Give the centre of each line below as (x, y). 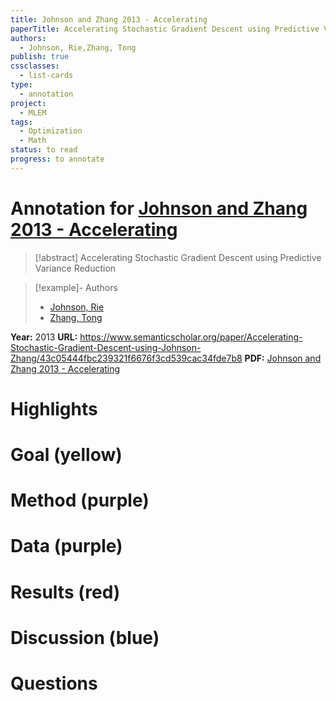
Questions (54, 683)
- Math (33, 141)
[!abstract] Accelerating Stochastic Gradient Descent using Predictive (178, 257)
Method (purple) (80, 500)
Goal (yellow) (66, 455)
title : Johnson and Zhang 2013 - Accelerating (109, 19)
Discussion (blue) (85, 637)
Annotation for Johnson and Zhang (159, 208)
